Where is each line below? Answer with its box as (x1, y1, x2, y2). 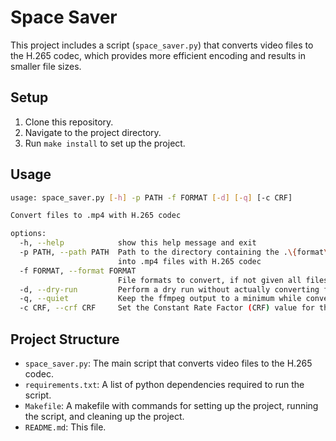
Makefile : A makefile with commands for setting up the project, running (24, 400, 319, 411)
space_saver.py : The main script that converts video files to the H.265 (24, 357, 313, 369)
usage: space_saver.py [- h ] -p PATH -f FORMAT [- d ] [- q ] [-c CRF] (10, 192, 293, 203)
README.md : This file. (24, 421, 107, 433)
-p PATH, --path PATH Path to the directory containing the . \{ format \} (19, 247, 333, 258)
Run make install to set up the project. (24, 137, 186, 149)
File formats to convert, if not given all (117, 275, 302, 285)
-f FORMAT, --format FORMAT (19, 266, 137, 276)
